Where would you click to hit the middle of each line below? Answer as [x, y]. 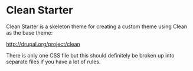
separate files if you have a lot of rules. [53, 62]
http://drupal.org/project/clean [43, 44]
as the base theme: [30, 32]
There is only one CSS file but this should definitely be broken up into [90, 55]
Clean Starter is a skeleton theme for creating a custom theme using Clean [97, 26]
